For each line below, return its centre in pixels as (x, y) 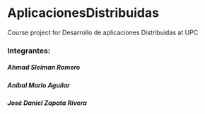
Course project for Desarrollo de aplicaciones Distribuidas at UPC (103, 32)
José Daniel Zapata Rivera (47, 103)
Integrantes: (29, 51)
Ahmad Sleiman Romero (44, 68)
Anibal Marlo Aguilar (39, 85)
